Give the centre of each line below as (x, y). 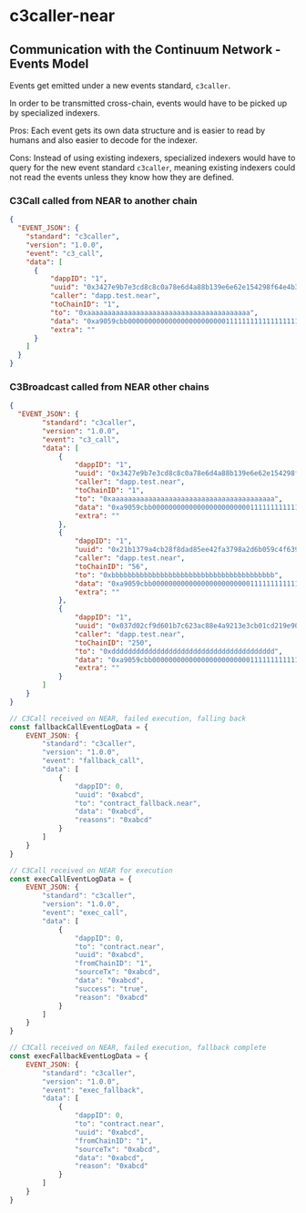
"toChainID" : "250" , (113, 643)
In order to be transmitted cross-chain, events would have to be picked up (148, 103)
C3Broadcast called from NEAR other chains (109, 386)
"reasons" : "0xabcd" (113, 821)
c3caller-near (62, 16)
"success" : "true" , (111, 989)
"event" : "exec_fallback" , (93, 1090)
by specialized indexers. (55, 113)
